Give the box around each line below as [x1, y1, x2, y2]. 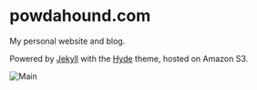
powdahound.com [9, 5, 151, 26]
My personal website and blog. [9, 35, 126, 46]
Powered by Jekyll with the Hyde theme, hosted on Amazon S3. [9, 53, 249, 64]
